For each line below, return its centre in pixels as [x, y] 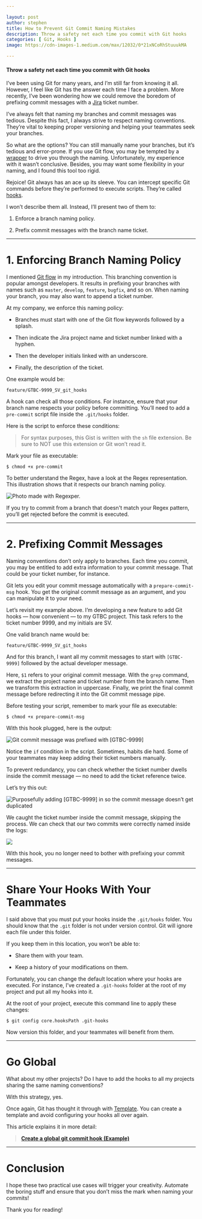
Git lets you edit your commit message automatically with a [79, 585]
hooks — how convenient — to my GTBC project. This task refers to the [95, 617]
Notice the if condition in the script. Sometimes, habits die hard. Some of [97, 751]
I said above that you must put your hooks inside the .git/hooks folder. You [99, 919]
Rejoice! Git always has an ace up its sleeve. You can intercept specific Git [98, 182]
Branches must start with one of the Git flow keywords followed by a [99, 320]
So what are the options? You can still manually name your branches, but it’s [101, 145]
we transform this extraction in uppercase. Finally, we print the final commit [100, 688]
